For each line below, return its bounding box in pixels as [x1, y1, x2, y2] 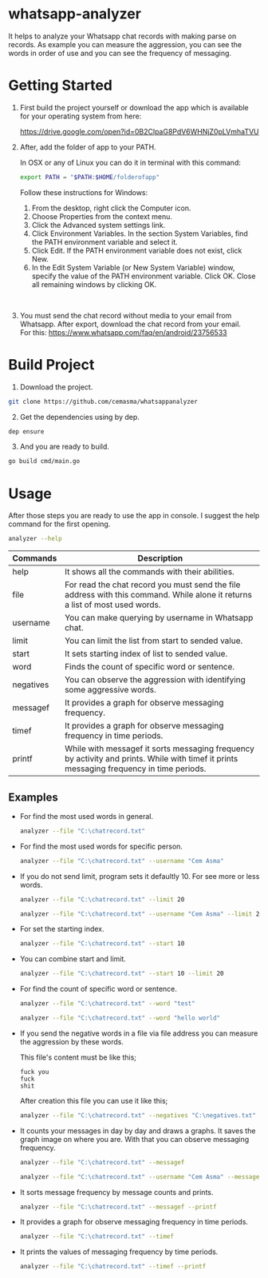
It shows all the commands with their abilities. [65, 566, 235, 577]
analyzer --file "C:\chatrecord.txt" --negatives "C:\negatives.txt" [19, 1111, 257, 1120]
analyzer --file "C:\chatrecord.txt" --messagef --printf [19, 1203, 217, 1211]
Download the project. [19, 381, 93, 392]
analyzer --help [8, 535, 62, 543]
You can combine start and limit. [19, 954, 126, 964]
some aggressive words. [65, 685, 157, 696]
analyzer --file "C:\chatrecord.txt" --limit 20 [19, 895, 185, 904]
